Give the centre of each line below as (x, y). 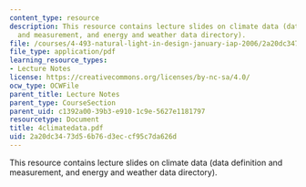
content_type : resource (55, 18)
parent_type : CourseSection (63, 103)
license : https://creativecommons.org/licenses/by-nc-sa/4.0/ (130, 78)
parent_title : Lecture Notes (65, 94)
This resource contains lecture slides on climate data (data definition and (146, 162)
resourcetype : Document (55, 119)
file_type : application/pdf (63, 52)
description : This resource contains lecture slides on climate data (144, 26)
